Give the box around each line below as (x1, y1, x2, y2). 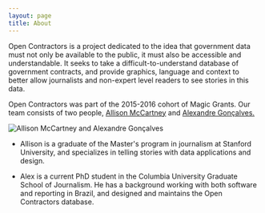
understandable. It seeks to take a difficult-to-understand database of (8, 58, 239, 68)
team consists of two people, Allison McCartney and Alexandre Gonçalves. (8, 107, 255, 117)
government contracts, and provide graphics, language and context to (8, 66, 240, 76)
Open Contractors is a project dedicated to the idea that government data (8, 41, 251, 50)
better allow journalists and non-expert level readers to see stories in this (8, 75, 250, 85)
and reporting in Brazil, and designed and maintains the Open (19, 188, 223, 198)
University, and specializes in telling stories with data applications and (19, 147, 251, 157)
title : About (8, 19, 52, 27)
